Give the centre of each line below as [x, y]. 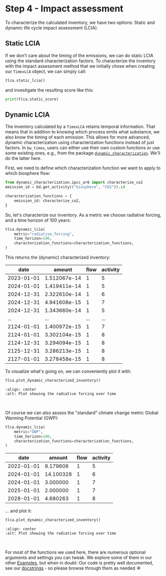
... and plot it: [19, 511]
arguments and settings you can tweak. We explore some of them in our [79, 558]
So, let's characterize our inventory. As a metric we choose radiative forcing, [83, 215]
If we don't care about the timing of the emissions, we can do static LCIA [79, 55]
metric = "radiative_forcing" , [44, 234]
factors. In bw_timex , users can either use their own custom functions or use [83, 148]
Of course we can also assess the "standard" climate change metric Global [82, 413]
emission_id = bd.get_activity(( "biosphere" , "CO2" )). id [65, 187]
